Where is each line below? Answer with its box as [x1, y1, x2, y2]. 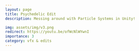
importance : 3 [5, 34, 35, 39]
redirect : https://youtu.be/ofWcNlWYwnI [5, 30, 90, 34]
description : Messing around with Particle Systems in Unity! [5, 16, 136, 21]
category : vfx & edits [5, 38, 52, 44]
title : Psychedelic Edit [5, 12, 56, 17]
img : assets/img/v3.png [5, 25, 54, 30]
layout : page [5, 7, 32, 12]
